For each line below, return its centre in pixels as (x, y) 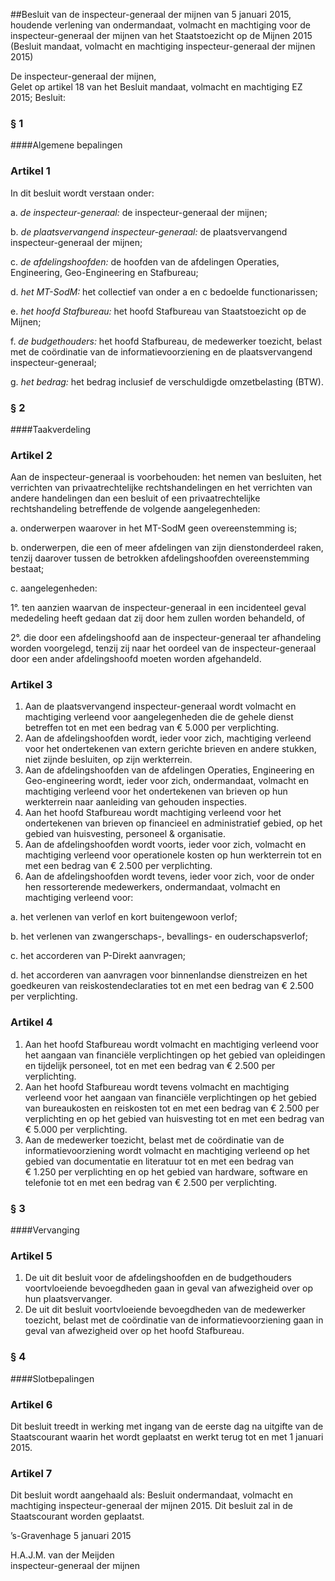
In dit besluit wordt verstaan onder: (82, 193)
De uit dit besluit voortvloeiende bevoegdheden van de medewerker (165, 1310)
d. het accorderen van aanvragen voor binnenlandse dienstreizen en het (159, 975)
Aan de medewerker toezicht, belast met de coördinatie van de (154, 1140)
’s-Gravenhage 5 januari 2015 (71, 1536)
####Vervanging (45, 1230)
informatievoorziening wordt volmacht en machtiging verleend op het (167, 1150)
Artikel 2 (31, 455)
